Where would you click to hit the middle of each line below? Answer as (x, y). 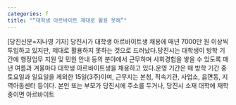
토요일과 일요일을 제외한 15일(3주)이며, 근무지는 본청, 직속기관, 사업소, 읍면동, (114, 76)
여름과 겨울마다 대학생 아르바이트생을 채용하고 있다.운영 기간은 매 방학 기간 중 (121, 68)
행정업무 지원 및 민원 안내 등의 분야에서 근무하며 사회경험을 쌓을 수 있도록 (121, 59)
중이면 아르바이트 (31, 94)
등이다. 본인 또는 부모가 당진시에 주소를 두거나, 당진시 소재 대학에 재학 (133, 85)
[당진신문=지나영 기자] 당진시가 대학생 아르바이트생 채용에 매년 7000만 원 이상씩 (118, 41)
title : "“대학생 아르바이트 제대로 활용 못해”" (67, 20)
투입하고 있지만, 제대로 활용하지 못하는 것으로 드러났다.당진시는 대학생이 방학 (113, 50)
